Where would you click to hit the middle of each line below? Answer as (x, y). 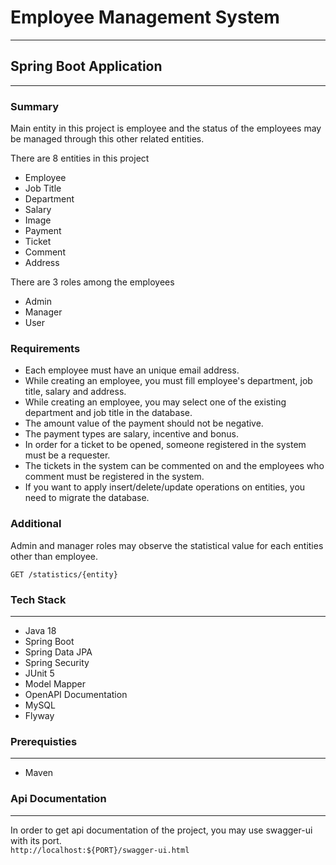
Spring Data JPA (58, 652)
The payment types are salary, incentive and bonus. (131, 434)
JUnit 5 (39, 673)
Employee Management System (145, 17)
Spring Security (57, 662)
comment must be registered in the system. (114, 477)
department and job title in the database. (108, 413)
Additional (36, 524)
